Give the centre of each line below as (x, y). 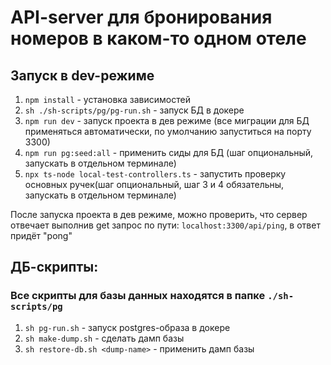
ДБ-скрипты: (54, 267)
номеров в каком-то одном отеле (158, 38)
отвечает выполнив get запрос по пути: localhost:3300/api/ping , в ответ (165, 225)
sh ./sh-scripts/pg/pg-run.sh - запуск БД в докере (134, 110)
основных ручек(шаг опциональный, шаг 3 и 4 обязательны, (154, 184)
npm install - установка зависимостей (107, 99)
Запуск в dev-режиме (82, 75)
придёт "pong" (41, 235)
